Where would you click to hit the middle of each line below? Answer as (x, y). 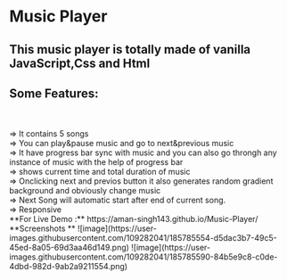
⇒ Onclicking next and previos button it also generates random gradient (141, 181)
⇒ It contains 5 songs (49, 134)
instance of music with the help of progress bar (96, 162)
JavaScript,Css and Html (80, 63)
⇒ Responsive (36, 210)
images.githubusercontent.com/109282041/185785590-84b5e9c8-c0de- (143, 257)
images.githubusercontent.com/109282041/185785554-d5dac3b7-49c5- (143, 238)
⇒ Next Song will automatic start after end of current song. (118, 200)
